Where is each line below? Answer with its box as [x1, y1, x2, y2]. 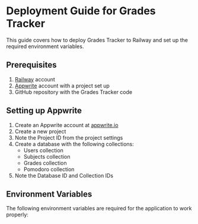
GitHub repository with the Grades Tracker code [14, 88, 132, 96]
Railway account [14, 75, 55, 83]
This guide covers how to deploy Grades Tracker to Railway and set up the [6, 36, 189, 43]
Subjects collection [23, 153, 71, 160]
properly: [6, 211, 28, 218]
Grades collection [23, 159, 67, 166]
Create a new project [14, 128, 66, 135]
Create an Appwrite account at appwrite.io [14, 121, 119, 128]
